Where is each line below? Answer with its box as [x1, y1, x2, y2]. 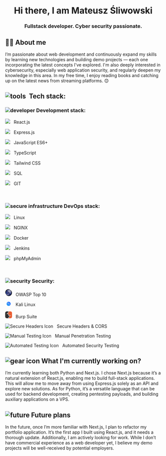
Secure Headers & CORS [56, 323, 108, 329]
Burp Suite [15, 313, 37, 319]
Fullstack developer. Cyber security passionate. [24, 23, 142, 30]
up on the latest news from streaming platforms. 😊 [5, 78, 109, 84]
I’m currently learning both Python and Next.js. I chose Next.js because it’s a [5, 370, 161, 376]
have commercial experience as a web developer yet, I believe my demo [5, 440, 153, 446]
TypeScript [13, 150, 36, 156]
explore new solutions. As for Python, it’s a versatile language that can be [5, 386, 155, 392]
